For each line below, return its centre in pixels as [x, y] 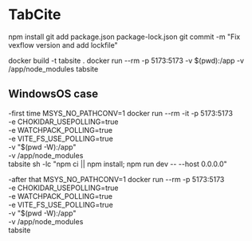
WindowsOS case [53, 94]
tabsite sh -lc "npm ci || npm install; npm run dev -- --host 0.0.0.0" [118, 164]
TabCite [35, 15]
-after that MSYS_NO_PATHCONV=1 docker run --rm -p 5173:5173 [116, 179]
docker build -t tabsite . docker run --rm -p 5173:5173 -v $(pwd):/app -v [126, 60]
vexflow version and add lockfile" [63, 45]
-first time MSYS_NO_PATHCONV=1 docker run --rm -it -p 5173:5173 [121, 113]
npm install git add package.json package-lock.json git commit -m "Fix [124, 37]
